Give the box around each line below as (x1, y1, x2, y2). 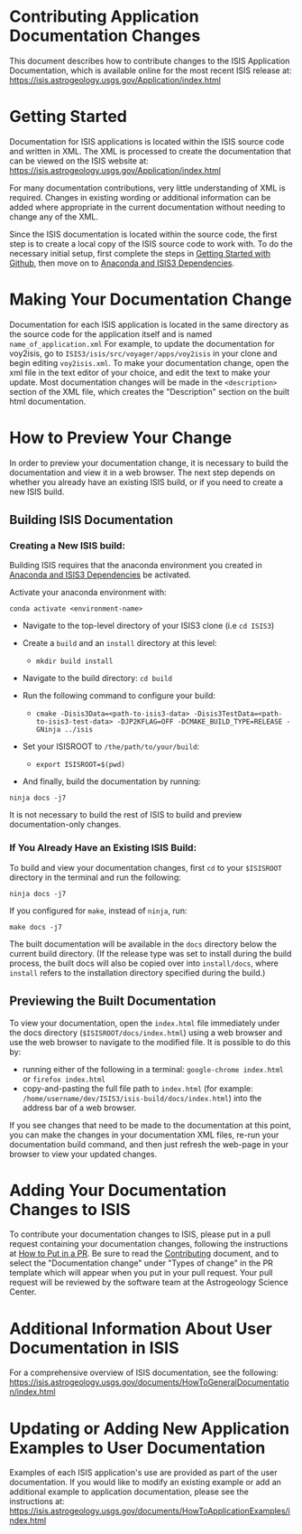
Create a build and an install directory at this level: (22, 638, 217, 649)
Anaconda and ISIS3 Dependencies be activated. (9, 569, 192, 580)
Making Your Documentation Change (9, 289, 292, 310)
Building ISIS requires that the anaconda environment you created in (9, 560, 263, 571)
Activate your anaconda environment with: (9, 587, 167, 598)
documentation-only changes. (9, 819, 122, 830)
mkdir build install (35, 657, 114, 666)
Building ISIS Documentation (9, 512, 174, 528)
